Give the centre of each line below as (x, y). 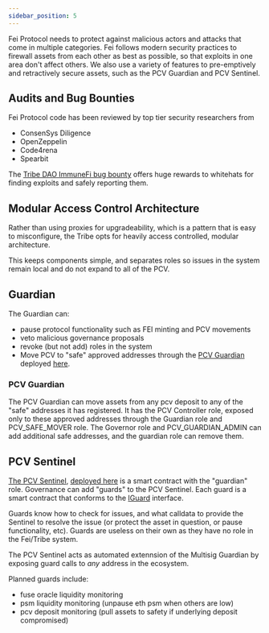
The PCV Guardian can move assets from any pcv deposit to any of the (126, 402)
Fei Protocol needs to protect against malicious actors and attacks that (125, 39)
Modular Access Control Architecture (104, 208)
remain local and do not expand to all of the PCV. (89, 269)
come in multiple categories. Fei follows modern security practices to (122, 47)
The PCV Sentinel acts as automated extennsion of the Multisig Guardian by (134, 555)
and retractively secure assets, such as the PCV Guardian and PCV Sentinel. (134, 72)
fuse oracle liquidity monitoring (71, 595)
